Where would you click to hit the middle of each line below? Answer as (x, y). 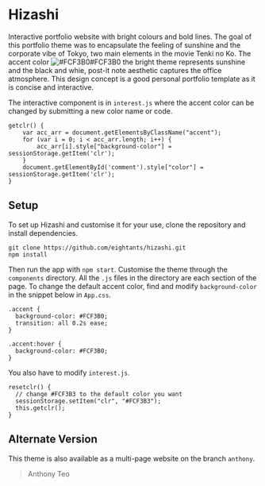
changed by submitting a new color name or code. (90, 111)
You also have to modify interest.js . (69, 372)
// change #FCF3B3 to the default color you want (99, 394)
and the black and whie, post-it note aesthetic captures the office (115, 70)
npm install (28, 255)
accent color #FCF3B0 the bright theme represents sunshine (127, 62)
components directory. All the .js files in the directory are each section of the (132, 278)
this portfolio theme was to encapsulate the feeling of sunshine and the (124, 44)
